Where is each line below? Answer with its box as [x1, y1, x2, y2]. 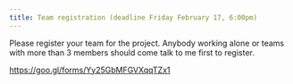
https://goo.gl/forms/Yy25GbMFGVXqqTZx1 [9, 64, 172, 75]
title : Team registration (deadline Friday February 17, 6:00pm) [9, 13, 257, 22]
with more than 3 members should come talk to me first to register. [9, 46, 255, 58]
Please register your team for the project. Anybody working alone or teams [9, 38, 284, 48]
